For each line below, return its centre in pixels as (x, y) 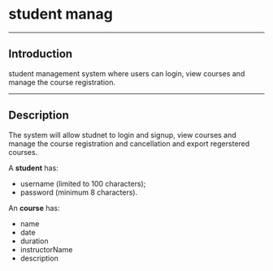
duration (34, 241)
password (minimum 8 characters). (79, 192)
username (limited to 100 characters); (83, 183)
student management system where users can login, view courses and (127, 73)
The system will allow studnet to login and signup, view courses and (123, 135)
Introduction (41, 54)
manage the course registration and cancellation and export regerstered (129, 144)
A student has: (33, 168)
